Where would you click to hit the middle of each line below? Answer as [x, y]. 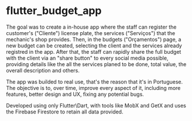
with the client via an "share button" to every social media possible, [87, 58]
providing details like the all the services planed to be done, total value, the [96, 64]
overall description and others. [43, 70]
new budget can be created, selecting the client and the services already [94, 46]
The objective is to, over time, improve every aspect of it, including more [93, 88]
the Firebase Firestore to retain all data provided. [65, 112]
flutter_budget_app [54, 11]
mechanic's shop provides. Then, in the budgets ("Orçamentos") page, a [94, 39]
